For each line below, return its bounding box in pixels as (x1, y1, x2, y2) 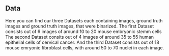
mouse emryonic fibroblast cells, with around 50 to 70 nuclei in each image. (5, 44, 164, 50)
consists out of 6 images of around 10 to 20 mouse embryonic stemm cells (5, 28, 162, 35)
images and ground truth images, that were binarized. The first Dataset (5, 23, 154, 29)
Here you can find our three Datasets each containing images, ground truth (5, 17, 163, 23)
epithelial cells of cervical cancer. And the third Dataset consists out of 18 (5, 39, 159, 45)
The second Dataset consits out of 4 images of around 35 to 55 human (5, 34, 154, 40)
